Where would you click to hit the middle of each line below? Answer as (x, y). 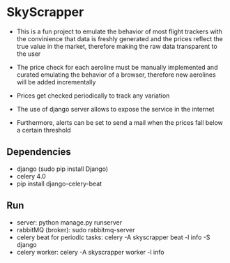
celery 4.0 (31, 176)
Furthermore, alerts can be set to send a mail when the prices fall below (120, 122)
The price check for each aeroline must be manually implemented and (117, 67)
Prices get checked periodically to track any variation (93, 96)
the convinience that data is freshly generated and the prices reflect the (120, 38)
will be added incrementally (56, 82)
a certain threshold (44, 130)
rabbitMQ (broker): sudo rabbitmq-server (76, 230)
